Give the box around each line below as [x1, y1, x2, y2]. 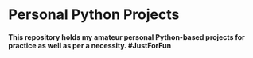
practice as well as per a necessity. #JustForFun [8, 41, 172, 50]
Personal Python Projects [8, 6, 180, 24]
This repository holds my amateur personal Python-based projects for [8, 32, 245, 41]
